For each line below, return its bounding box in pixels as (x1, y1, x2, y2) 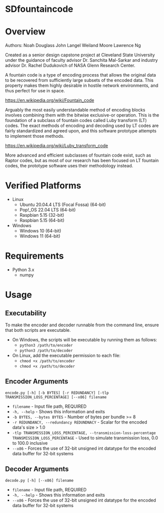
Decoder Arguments (5, 465, 69, 474)
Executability (5, 309, 47, 317)
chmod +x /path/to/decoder (19, 364, 75, 369)
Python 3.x (12, 267, 34, 273)
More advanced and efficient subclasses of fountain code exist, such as (5, 152, 151, 158)
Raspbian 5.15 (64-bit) (19, 217, 65, 223)
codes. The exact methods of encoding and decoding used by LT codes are (5, 122, 159, 129)
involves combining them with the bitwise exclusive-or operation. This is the (5, 112, 160, 118)
